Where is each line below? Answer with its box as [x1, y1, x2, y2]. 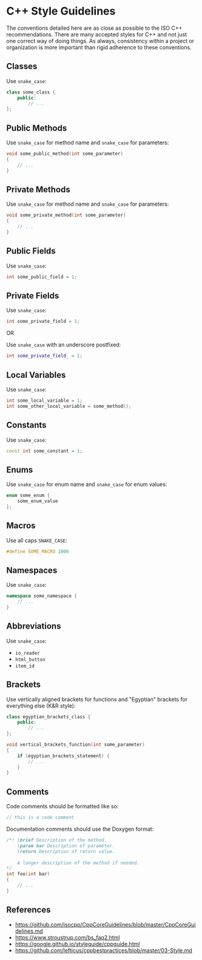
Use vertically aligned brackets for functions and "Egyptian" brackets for [6, 695, 188, 703]
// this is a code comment [6, 814, 75, 820]
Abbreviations [6, 621, 61, 632]
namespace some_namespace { [6, 593, 78, 599]
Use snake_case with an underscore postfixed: [6, 341, 121, 348]
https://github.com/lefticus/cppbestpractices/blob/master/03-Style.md [15, 947, 192, 954]
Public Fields [6, 246, 56, 256]
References [6, 905, 51, 915]
